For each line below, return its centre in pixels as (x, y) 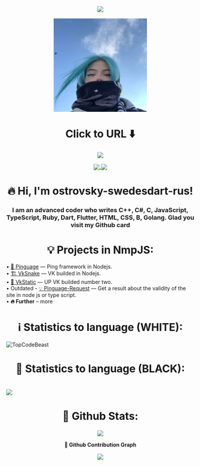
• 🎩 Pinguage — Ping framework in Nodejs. (59, 267)
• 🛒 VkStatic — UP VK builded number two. (59, 282)
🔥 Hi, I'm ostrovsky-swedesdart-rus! (100, 191)
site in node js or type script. (41, 295)
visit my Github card (100, 225)
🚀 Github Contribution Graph (100, 445)
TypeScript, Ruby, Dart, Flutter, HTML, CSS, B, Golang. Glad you (100, 217)
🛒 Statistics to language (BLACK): (100, 369)
